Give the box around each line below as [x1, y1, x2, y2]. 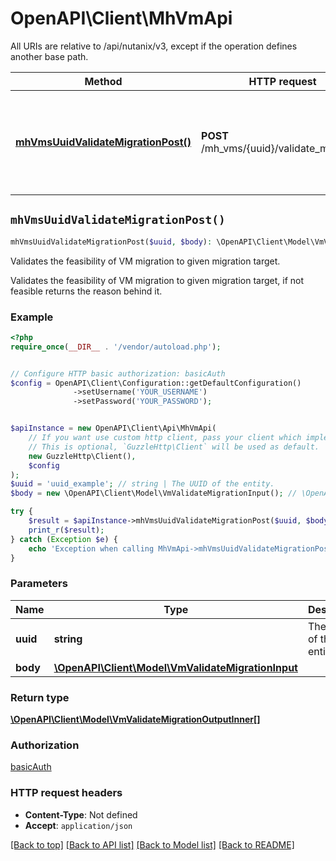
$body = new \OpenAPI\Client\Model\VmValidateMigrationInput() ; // [10, 488, 298, 499]
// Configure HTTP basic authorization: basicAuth [10, 368, 226, 379]
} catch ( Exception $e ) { [10, 534, 118, 544]
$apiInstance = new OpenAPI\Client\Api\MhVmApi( [10, 423, 217, 434]
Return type [10, 690, 70, 704]
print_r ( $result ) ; [28, 525, 105, 535]
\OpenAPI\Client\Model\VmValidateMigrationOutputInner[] [10, 713, 261, 726]
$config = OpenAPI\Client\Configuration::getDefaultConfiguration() [10, 378, 302, 388]
